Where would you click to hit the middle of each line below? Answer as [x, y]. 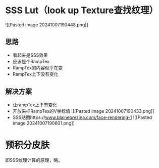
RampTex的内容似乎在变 [38, 68]
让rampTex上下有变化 [35, 105]
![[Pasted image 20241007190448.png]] [47, 25]
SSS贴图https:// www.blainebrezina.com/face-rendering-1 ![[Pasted [82, 117]
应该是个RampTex [31, 61]
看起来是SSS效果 [30, 55]
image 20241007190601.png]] [43, 123]
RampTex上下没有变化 [35, 74]
